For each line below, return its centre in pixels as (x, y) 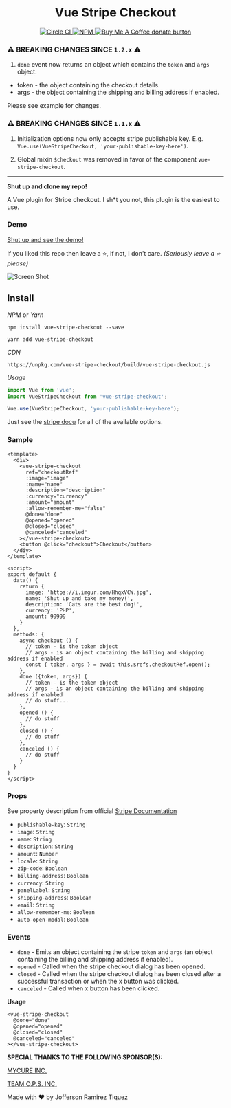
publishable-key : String (51, 824)
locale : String (37, 861)
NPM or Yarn (25, 315)
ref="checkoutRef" (52, 472)
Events (19, 937)
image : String (36, 831)
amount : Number (37, 853)
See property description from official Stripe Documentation (92, 811)
